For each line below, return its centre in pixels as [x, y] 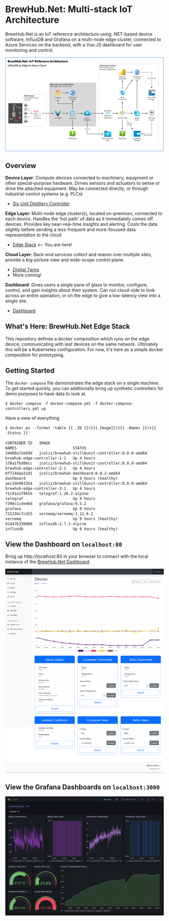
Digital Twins [26, 270]
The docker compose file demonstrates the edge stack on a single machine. [82, 383]
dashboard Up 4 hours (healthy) [62, 478]
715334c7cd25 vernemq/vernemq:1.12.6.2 [49, 514]
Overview [21, 165]
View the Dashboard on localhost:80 [64, 544]
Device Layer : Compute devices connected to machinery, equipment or [79, 178]
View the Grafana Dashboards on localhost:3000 [82, 787]
